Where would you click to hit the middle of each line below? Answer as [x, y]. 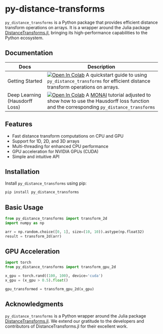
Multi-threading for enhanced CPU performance [60, 146]
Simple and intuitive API [36, 157]
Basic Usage [24, 207]
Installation [22, 171]
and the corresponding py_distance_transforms [101, 107]
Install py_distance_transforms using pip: [46, 183]
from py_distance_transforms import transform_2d [56, 219]
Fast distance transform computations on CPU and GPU [68, 136]
